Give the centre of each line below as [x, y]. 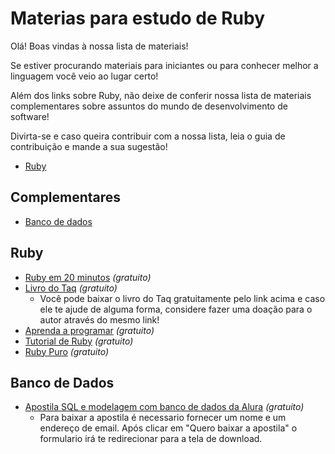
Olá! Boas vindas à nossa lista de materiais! [99, 46]
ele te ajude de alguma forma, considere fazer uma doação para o [176, 309]
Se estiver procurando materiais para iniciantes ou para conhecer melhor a [164, 65]
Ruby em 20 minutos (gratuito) [88, 277]
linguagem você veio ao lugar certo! [84, 76]
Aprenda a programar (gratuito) [89, 330]
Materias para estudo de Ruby [138, 18]
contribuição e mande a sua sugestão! [89, 146]
